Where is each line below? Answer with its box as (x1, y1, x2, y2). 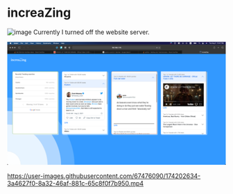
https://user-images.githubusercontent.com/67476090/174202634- (7, 172, 201, 180)
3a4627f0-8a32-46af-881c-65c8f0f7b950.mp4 (7, 179, 144, 188)
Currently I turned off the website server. (33, 28, 150, 36)
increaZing (7, 5, 71, 21)
